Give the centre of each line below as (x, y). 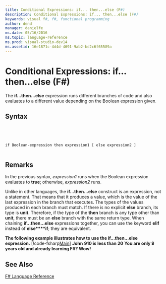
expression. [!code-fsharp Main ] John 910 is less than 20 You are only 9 (80, 243)
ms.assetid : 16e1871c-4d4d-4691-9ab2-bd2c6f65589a (58, 47)
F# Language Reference (30, 276)
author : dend (19, 24)
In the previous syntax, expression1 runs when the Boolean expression (77, 177)
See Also (19, 264)
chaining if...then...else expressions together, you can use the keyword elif (82, 223)
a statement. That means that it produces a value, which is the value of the (81, 197)
